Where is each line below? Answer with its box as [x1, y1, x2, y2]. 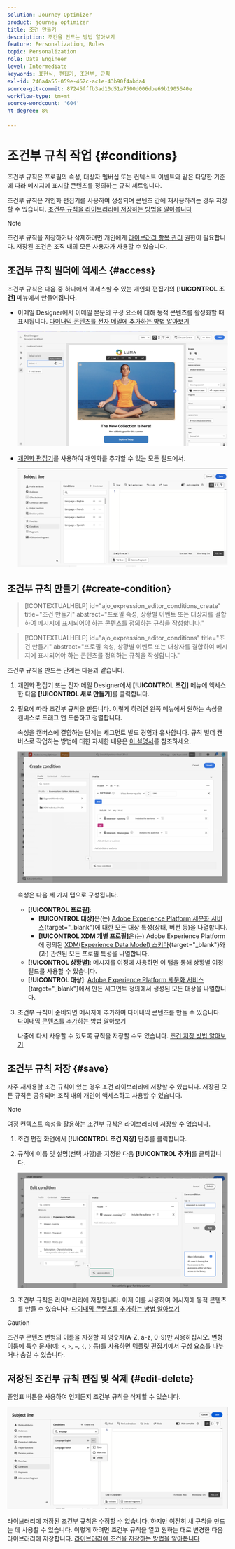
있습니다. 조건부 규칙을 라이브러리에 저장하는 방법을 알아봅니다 [22, 205, 192, 213]
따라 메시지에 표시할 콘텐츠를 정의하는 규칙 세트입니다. [14, 181, 162, 189]
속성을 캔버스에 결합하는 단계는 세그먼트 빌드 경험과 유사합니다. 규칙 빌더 [17, 729, 215, 737]
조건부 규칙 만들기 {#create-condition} [7, 582, 171, 595]
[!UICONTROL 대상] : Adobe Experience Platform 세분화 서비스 [27, 975, 204, 984]
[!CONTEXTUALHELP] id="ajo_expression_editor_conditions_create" [24, 602, 222, 610]
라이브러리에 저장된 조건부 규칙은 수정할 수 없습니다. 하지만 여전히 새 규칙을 [7, 1517, 213, 1525]
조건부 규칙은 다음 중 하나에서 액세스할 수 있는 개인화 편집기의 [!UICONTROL [7, 284, 218, 293]
